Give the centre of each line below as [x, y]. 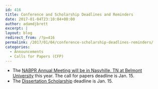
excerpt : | [17, 28]
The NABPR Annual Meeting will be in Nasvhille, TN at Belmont [77, 70]
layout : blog [19, 33]
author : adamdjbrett [27, 24]
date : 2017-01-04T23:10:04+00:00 [40, 19]
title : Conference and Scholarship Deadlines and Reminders [69, 14]
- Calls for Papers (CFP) [37, 56]
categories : [18, 47]
